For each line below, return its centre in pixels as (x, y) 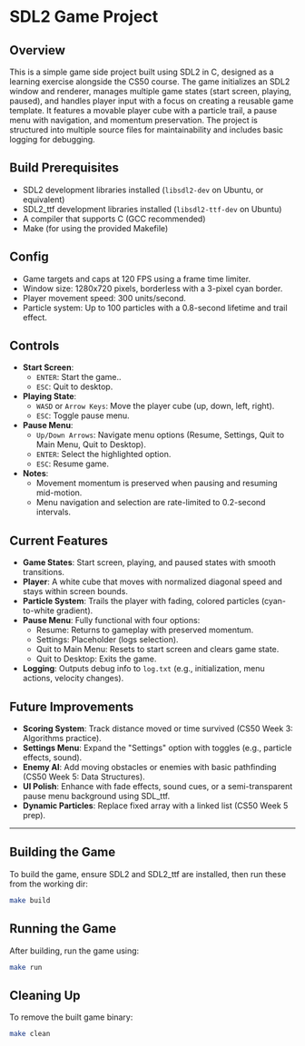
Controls (34, 346)
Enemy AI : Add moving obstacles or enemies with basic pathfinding (149, 767)
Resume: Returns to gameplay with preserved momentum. (145, 630)
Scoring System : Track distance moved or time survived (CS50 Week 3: (157, 728)
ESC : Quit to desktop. (74, 386)
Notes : (35, 474)
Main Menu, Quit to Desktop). (91, 445)
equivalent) (44, 199)
